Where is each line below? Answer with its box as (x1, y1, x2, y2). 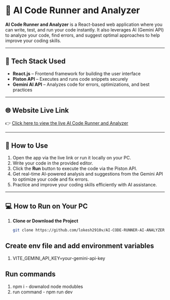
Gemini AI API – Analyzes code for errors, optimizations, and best (12, 81, 150, 87)
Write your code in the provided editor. (12, 160, 94, 166)
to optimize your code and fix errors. (12, 176, 89, 182)
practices (12, 86, 33, 93)
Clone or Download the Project (12, 218, 78, 224)
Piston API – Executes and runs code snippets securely (12, 76, 128, 82)
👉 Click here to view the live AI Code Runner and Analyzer (5, 120, 129, 126)
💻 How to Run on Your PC (5, 202, 88, 210)
